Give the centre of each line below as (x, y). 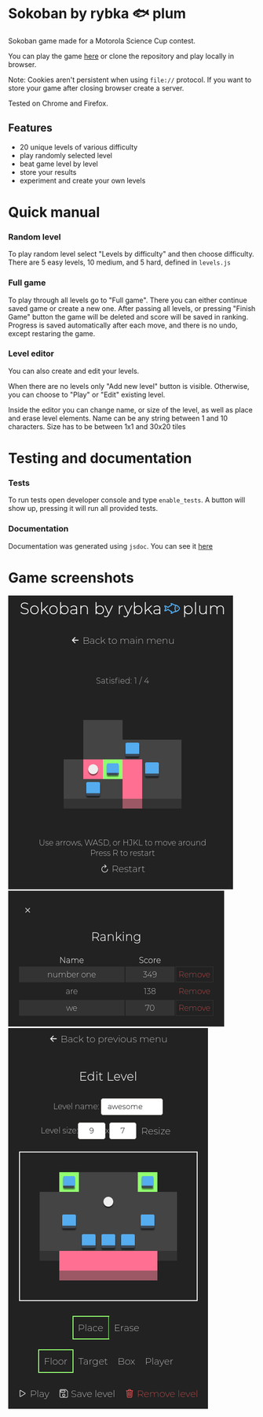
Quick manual (54, 212)
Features (30, 128)
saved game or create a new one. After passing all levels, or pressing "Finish (132, 308)
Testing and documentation (100, 459)
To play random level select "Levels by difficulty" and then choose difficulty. (131, 254)
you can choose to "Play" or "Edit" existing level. (87, 394)
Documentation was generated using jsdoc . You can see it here (111, 546)
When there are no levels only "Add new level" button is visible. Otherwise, (129, 386)
